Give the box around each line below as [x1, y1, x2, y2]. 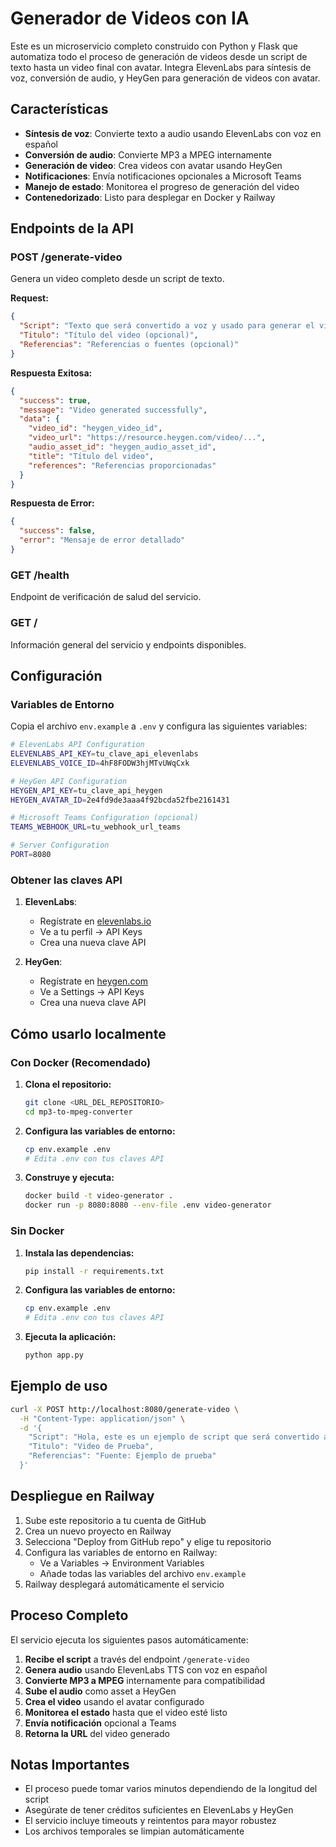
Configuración [10, 667, 103, 684]
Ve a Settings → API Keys [39, 986, 145, 998]
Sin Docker [10, 1224, 65, 1238]
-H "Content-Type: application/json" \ [19, 1413, 186, 1424]
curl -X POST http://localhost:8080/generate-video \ [10, 1404, 240, 1414]
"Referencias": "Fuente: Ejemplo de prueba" [28, 1451, 217, 1461]
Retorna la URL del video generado [24, 1727, 170, 1739]
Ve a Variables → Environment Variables [39, 1557, 205, 1569]
